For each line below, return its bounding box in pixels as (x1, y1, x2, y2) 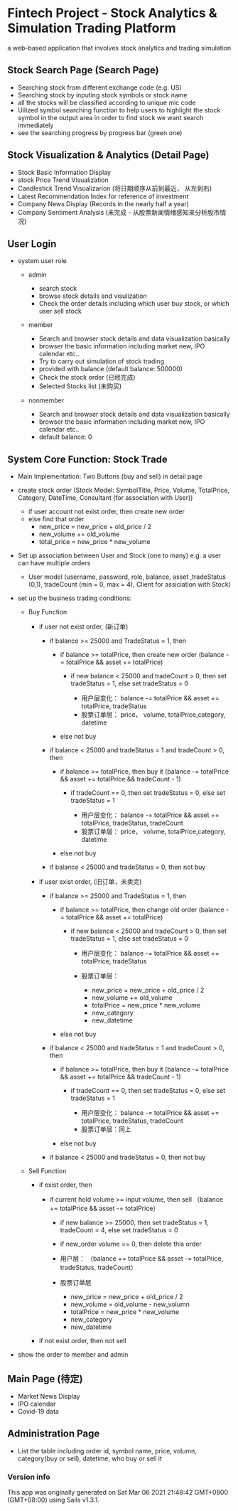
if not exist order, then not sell (38, 1337, 126, 1345)
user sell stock (38, 307, 82, 316)
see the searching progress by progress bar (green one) (17, 128, 183, 137)
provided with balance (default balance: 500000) (38, 365, 183, 373)
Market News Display (17, 1392, 80, 1400)
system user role (17, 257, 67, 265)
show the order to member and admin (17, 1350, 129, 1359)
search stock (38, 284, 77, 293)
